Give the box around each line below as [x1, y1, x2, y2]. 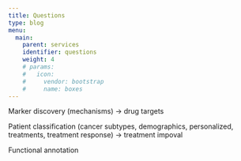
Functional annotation [8, 145, 79, 155]
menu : [8, 26, 26, 34]
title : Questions [8, 11, 66, 20]
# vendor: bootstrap [22, 77, 104, 85]
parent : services [22, 41, 80, 49]
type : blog [8, 19, 44, 27]
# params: [22, 63, 55, 71]
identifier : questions [22, 48, 97, 56]
